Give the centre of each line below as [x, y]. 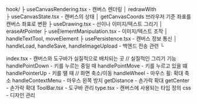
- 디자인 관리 [21, 95]
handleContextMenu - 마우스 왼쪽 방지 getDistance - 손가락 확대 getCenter [101, 80]
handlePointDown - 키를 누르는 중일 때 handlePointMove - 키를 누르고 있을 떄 [97, 66]
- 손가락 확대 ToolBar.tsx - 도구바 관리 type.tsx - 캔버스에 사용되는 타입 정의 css [98, 88]
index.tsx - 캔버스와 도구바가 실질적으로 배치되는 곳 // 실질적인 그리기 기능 [91, 58]
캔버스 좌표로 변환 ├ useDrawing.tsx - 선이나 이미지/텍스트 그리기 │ [84, 24]
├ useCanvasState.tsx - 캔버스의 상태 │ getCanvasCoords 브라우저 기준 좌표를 [98, 16]
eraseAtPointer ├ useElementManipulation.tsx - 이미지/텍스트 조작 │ [87, 31]
